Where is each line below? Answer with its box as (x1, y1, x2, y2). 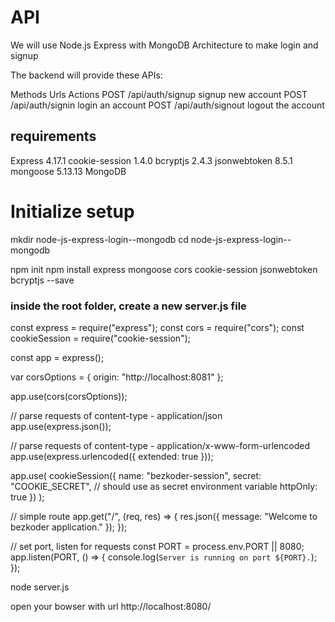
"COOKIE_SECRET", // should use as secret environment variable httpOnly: (10, 480, 318, 492)
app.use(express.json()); (10, 420, 112, 432)
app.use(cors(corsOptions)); (10, 390, 128, 402)
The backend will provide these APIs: (10, 69, 163, 81)
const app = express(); (10, 351, 105, 363)
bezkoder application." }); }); (10, 521, 128, 533)
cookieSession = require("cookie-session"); (10, 332, 191, 344)
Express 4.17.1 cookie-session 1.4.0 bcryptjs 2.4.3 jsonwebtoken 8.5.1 (10, 154, 293, 166)
